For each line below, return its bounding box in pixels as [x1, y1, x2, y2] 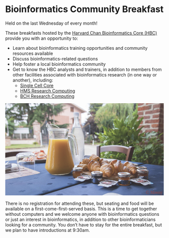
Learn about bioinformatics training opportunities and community [12, 45, 148, 51]
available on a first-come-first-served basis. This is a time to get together [5, 206, 157, 212]
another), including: [12, 77, 53, 83]
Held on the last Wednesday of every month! [5, 20, 98, 26]
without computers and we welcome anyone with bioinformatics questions [5, 211, 159, 217]
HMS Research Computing [20, 88, 75, 94]
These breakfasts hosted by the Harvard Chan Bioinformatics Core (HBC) [5, 30, 157, 36]
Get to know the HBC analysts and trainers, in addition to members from [12, 66, 162, 72]
